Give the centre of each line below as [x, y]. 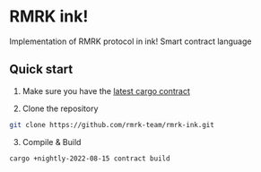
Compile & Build [52, 142]
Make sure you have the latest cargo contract [106, 90]
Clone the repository [60, 108]
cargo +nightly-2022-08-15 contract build [90, 159]
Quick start [41, 69]
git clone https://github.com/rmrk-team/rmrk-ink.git [112, 125]
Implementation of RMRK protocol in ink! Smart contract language [130, 41]
